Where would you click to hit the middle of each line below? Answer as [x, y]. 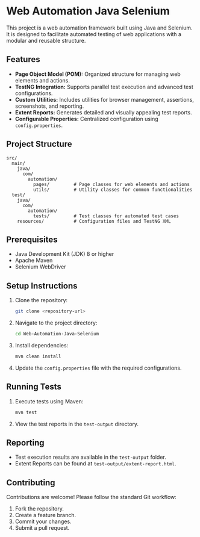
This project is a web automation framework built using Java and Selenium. [99, 28]
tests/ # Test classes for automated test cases [106, 216]
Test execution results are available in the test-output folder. [91, 457]
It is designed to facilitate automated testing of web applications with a [94, 34]
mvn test [26, 412]
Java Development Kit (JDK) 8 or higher [64, 254]
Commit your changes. [43, 521]
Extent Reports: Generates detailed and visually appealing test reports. [104, 112]
